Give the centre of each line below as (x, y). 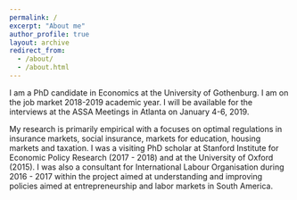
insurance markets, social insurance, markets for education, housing (135, 138)
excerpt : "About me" (48, 26)
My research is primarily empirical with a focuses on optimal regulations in (146, 129)
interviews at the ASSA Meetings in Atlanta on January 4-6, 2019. (129, 112)
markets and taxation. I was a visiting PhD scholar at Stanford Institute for (144, 147)
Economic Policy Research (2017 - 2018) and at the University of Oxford (141, 157)
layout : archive (39, 42)
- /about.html (43, 68)
